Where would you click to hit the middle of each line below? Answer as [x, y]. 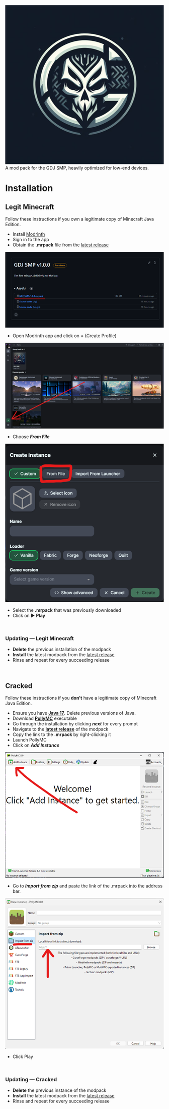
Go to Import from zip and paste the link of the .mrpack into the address [87, 886]
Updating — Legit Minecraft [39, 638]
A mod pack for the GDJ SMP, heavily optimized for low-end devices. [77, 168]
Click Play [23, 1057]
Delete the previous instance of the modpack [59, 1090]
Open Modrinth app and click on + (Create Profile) [64, 336]
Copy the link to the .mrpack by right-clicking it [62, 734]
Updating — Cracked [31, 1079]
